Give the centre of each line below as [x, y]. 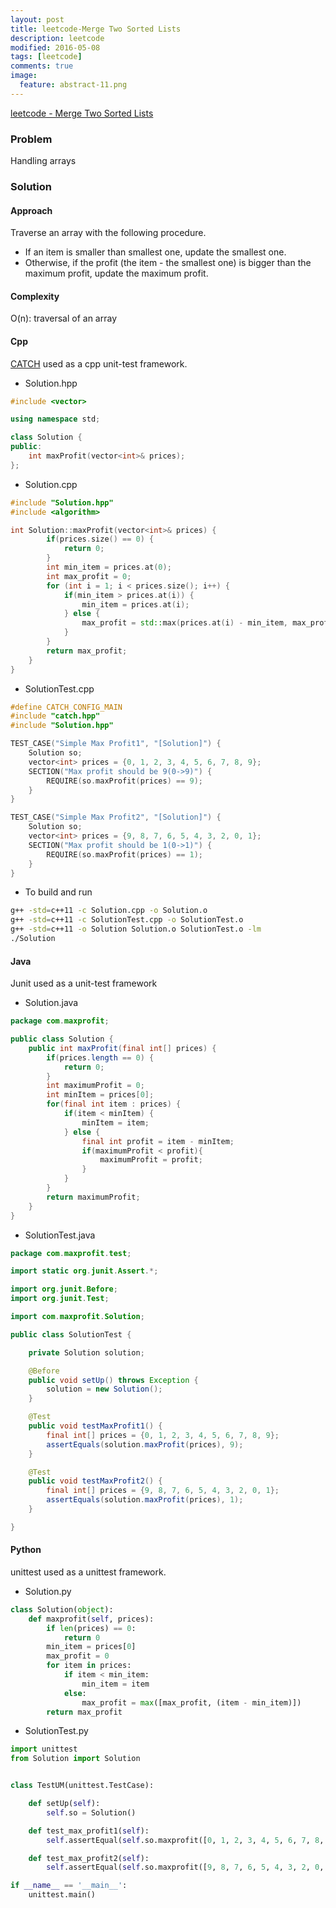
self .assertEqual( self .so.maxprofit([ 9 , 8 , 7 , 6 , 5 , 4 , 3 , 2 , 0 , [185, 1867]
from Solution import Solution [75, 1759]
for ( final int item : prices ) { [114, 1104]
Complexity [35, 296]
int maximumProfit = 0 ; [95, 1086]
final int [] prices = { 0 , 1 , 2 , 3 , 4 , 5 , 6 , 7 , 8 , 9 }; [163, 1435]
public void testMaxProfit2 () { [95, 1481]
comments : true [42, 66]
